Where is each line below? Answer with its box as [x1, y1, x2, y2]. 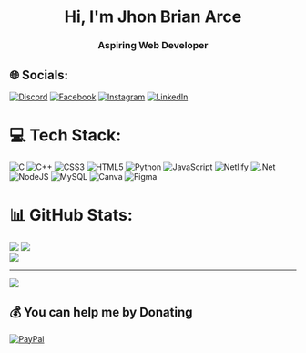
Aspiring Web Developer [97, 39, 209, 52]
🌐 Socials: [9, 67, 69, 83]
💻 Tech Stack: [9, 125, 122, 146]
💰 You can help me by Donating [9, 305, 193, 320]
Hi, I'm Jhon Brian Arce [64, 6, 242, 27]
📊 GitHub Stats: [9, 205, 134, 225]
